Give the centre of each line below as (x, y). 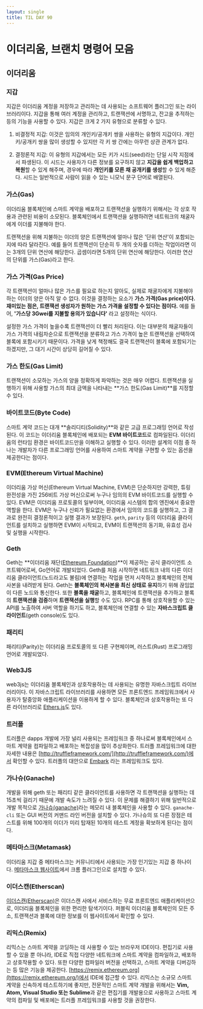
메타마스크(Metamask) (39, 848)
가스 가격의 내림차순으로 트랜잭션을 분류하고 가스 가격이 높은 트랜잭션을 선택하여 (101, 334)
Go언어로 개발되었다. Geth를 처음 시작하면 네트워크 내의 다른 (110, 570)
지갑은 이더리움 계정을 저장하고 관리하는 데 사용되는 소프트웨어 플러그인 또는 (96, 106)
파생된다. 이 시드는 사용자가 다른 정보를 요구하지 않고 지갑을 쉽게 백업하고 (107, 162)
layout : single (25, 12)
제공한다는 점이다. (27, 457)
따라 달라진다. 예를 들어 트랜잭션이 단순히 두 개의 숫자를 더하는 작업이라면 (104, 244)
